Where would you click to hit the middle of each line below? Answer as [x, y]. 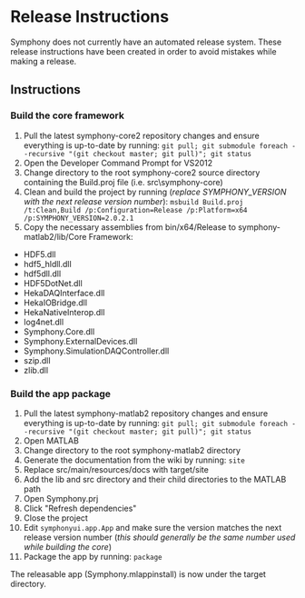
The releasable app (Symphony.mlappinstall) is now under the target [138, 573]
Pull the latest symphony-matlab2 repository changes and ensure [146, 413]
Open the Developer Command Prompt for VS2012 [118, 163]
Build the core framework [68, 115]
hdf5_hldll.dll [47, 264]
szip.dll [37, 360]
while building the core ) [68, 546]
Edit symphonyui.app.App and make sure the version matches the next [152, 527]
